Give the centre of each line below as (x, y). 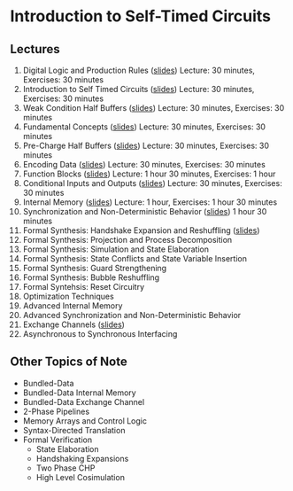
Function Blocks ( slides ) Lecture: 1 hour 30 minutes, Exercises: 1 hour (149, 174)
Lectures (35, 49)
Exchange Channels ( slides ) (73, 324)
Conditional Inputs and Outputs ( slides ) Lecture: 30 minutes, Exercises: (152, 183)
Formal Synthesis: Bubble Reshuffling (91, 277)
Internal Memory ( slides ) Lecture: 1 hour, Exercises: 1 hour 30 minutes (150, 202)
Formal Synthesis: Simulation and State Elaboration (116, 249)
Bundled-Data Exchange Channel (84, 401)
